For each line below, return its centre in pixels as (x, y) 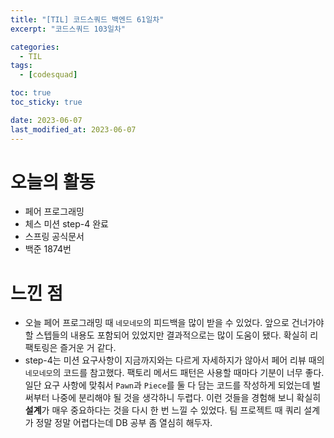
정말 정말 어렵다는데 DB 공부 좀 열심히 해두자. (124, 423)
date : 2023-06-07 (46, 120)
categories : (35, 47)
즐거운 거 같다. (88, 348)
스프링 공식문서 (54, 237)
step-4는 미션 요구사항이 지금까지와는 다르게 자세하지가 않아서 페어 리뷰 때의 (174, 360)
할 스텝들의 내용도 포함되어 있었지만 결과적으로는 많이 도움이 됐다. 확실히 (166, 335)
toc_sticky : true (46, 102)
